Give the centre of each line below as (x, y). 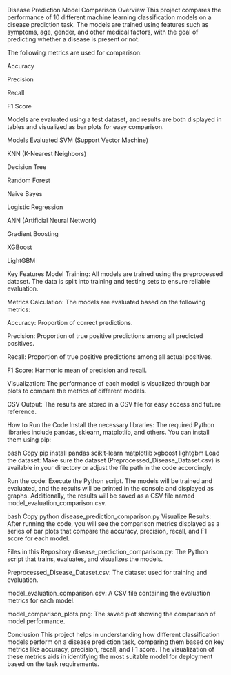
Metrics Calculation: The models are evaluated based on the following (106, 302)
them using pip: (29, 440)
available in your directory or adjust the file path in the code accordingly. (110, 468)
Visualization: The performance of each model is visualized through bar (109, 383)
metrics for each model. (41, 600)
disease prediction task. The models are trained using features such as (108, 25)
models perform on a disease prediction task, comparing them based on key (115, 642)
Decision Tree (27, 167)
